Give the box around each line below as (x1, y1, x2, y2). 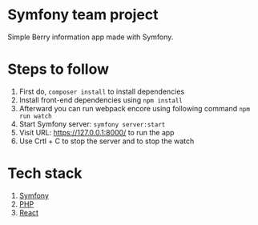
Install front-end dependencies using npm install (18, 94, 183, 105)
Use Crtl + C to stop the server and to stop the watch (18, 136, 195, 146)
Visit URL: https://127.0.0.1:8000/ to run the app (18, 127, 175, 137)
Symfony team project (7, 6, 159, 24)
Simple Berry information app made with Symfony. (7, 32, 174, 42)
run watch (18, 112, 53, 120)
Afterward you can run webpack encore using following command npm (18, 103, 250, 113)
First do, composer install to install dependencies (18, 86, 185, 96)
